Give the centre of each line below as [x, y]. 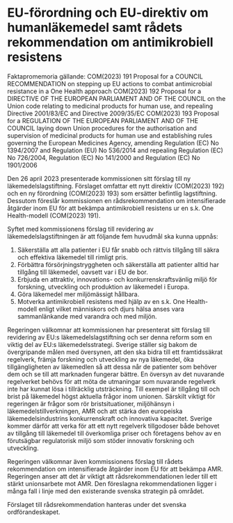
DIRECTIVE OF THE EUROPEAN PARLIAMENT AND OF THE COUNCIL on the [116, 98]
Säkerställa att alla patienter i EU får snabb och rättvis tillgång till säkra [118, 250]
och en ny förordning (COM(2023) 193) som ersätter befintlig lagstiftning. [112, 193]
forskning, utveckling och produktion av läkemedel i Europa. [103, 287]
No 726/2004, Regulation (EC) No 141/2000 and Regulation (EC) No [104, 157]
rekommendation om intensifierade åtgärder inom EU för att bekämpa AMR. [115, 469]
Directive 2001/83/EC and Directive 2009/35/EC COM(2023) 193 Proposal [113, 113]
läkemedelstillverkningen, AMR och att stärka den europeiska [95, 411]
